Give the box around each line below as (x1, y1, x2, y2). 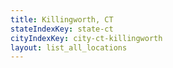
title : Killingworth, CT (10, 14, 114, 25)
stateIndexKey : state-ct (10, 24, 114, 34)
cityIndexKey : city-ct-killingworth (10, 33, 163, 43)
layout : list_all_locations (10, 42, 128, 53)
